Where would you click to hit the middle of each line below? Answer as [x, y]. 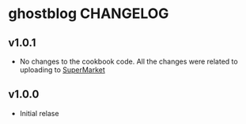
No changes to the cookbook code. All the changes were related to [129, 61]
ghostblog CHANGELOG [89, 14]
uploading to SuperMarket [62, 70]
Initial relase [39, 113]
